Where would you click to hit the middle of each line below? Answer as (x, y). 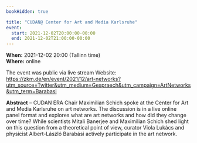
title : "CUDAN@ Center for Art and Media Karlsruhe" (72, 22)
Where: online (23, 62)
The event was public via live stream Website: (61, 73)
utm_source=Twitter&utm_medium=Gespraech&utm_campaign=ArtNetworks (98, 85)
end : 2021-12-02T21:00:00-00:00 (51, 39)
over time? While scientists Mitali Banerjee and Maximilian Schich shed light (97, 121)
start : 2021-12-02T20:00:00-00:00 (53, 33)
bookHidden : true (27, 11)
